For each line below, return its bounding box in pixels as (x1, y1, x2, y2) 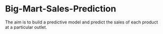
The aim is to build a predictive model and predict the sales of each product (5, 19, 158, 25)
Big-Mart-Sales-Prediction (5, 3, 116, 14)
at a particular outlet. (5, 24, 48, 30)
